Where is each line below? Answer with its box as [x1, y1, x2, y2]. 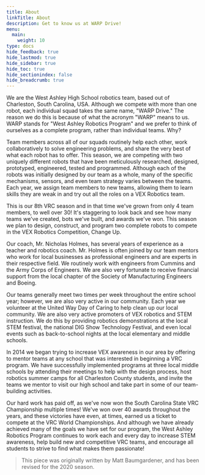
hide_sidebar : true [6, 60, 56, 66]
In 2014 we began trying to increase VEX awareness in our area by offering [6, 348, 196, 356]
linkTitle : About [6, 15, 51, 21]
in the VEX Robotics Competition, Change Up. [6, 228, 122, 236]
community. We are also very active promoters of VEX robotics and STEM [6, 310, 192, 318]
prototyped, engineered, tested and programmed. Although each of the [6, 165, 186, 172]
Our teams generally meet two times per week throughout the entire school [6, 291, 196, 299]
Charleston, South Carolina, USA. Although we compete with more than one [6, 100, 197, 108]
